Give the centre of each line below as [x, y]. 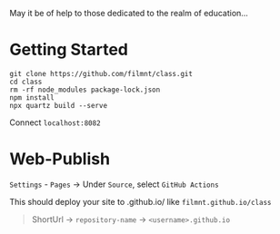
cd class [26, 82]
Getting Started [69, 50]
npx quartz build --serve [58, 105]
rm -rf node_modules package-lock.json [85, 90]
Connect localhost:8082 [55, 122]
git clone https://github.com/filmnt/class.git [101, 73]
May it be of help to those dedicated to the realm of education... [129, 13]
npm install [32, 97]
